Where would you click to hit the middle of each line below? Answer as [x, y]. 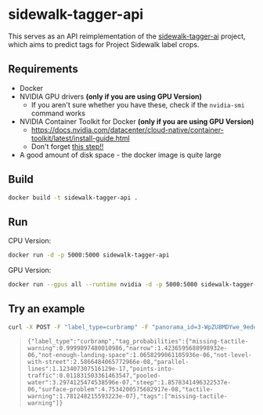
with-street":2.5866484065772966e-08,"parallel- [108, 362]
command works [58, 113]
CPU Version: [30, 241]
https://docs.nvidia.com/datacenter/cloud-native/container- [128, 129]
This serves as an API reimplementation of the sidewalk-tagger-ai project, [127, 36]
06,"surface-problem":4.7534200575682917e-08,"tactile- [120, 389]
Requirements [43, 69]
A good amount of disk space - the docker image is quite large [120, 155]
